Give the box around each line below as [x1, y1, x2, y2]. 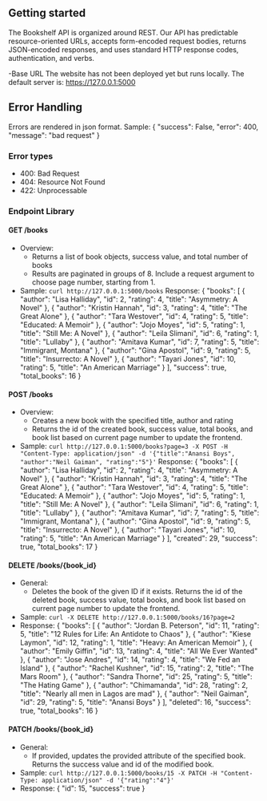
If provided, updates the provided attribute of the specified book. [31, 750, 246, 760]
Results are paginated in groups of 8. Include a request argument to [31, 269, 255, 279]
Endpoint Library [8, 205, 74, 216]
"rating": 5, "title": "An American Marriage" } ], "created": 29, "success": [19, 533, 258, 544]
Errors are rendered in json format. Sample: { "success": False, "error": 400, [8, 122, 259, 131]
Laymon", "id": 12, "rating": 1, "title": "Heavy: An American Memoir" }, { [19, 637, 253, 648]
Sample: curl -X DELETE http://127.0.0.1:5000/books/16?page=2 [19, 613, 236, 622]
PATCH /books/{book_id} [8, 725, 94, 734]
